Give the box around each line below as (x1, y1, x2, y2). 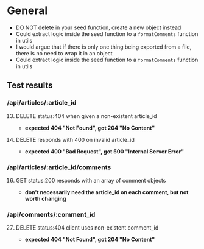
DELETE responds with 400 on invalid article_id (15, 136, 135, 143)
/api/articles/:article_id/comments (7, 163, 111, 171)
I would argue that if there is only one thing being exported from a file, (15, 43, 192, 51)
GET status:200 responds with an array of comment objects (15, 177, 166, 184)
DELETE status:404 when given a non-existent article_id (15, 112, 157, 119)
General (7, 4, 48, 18)
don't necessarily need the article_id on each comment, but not (24, 188, 189, 195)
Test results (7, 80, 53, 91)
